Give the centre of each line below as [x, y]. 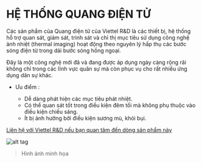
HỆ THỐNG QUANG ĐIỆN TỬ [78, 14]
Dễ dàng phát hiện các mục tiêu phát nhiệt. [78, 99]
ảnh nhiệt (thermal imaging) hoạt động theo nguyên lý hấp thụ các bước [96, 44]
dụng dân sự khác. [30, 75]
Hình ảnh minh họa [45, 153]
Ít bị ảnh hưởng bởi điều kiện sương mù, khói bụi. [85, 118]
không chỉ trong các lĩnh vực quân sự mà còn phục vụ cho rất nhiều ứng [97, 69]
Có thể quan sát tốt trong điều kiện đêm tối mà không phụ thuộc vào [110, 105]
